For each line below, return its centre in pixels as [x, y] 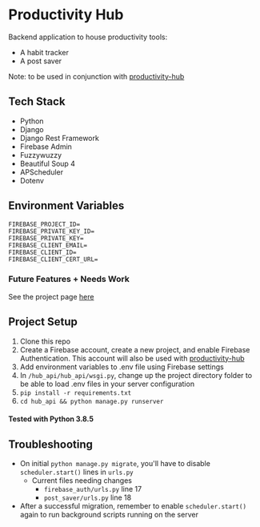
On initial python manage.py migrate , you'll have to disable [115, 464]
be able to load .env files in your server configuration [107, 384]
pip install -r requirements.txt [76, 393]
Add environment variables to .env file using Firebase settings [122, 367]
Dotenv [32, 180]
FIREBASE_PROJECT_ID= [44, 224]
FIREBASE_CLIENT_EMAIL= [48, 245]
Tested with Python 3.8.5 [51, 419]
